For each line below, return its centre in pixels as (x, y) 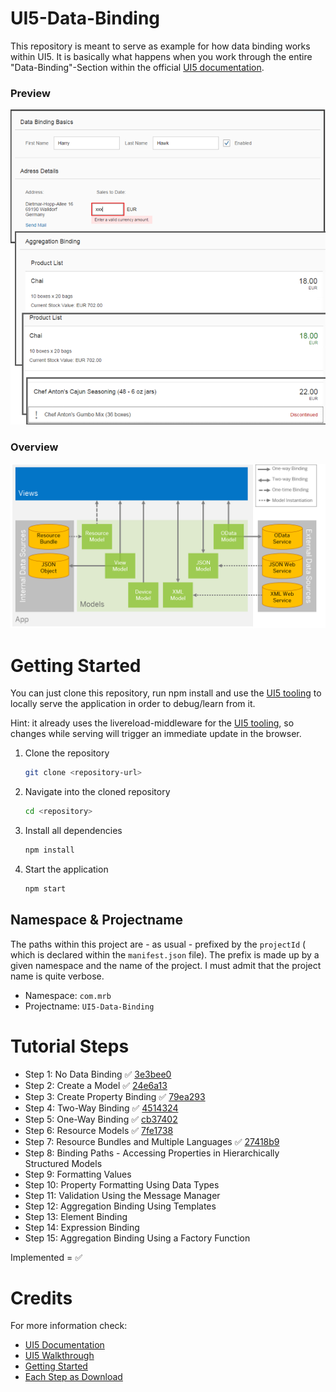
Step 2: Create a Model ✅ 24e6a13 (96, 1085)
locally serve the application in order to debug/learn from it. (133, 704)
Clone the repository (67, 753)
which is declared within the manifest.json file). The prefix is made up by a (165, 954)
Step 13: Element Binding (76, 1216)
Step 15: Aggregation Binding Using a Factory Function (137, 1238)
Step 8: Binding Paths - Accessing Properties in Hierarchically (152, 1153)
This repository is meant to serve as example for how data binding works (160, 46)
